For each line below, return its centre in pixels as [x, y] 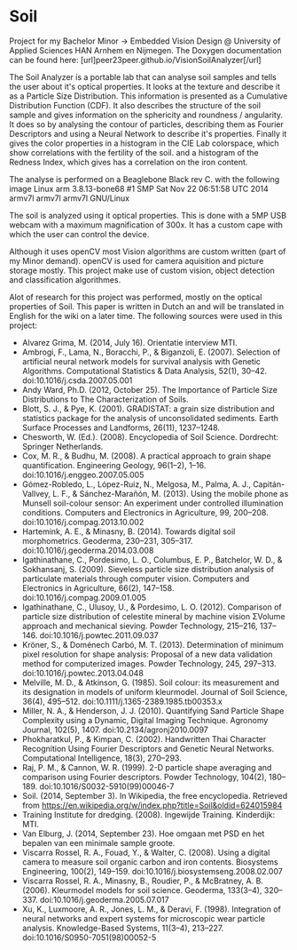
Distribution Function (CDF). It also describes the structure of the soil [135, 105]
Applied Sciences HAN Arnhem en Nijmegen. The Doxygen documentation [145, 50]
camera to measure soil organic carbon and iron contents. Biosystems [150, 862]
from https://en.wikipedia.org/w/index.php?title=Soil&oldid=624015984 [152, 805]
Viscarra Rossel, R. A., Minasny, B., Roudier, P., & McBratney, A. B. [143, 881]
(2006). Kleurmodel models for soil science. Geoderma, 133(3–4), [142, 890]
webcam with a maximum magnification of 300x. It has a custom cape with [146, 225]
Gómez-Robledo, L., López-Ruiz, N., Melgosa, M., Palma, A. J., [136, 484]
